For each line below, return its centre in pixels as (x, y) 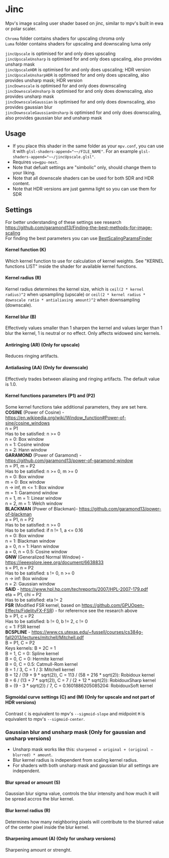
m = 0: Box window (25, 482)
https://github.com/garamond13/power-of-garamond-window (69, 461)
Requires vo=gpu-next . (36, 162)
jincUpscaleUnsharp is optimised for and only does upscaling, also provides (83, 59)
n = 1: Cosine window (27, 444)
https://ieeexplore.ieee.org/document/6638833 (54, 562)
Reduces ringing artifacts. (32, 356)
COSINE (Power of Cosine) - (35, 412)
